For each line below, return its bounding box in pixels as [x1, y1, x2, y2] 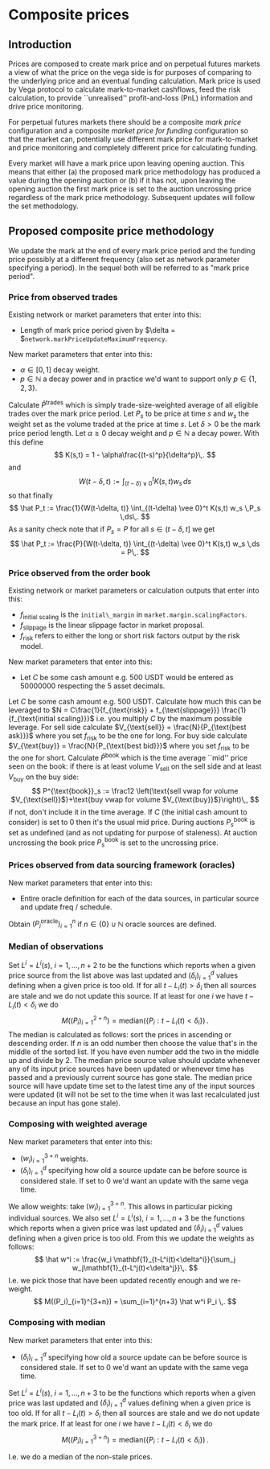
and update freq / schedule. [19, 902, 112, 912]
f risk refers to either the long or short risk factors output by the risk [19, 630, 240, 642]
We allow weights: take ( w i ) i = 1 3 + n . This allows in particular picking [8, 1200, 233, 1213]
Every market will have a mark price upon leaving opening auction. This [8, 158, 245, 168]
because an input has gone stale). [8, 1098, 121, 1108]
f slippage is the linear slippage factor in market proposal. [19, 620, 205, 632]
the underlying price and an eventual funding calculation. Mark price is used [8, 76, 261, 85]
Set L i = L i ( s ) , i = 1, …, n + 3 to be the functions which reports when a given [8, 1386, 256, 1397]
